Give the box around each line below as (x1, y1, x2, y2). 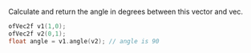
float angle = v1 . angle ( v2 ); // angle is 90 (8, 37, 160, 45)
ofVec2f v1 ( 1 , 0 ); (8, 22, 67, 31)
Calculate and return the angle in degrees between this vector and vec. (8, 7, 243, 16)
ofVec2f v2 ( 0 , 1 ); (8, 30, 67, 38)
